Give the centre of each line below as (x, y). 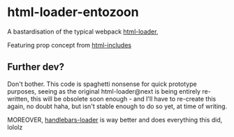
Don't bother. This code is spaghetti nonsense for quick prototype (102, 84)
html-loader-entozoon (73, 12)
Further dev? (36, 67)
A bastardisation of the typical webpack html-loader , (83, 31)
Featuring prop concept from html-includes (69, 45)
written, (18, 99)
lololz (15, 127)
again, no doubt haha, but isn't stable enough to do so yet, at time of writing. (117, 106)
